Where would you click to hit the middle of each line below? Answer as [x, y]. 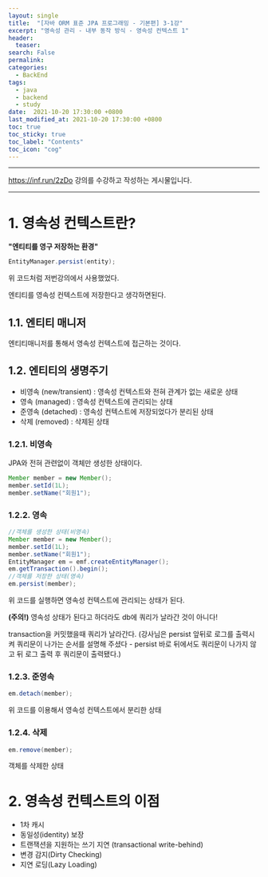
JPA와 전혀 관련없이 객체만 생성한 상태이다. [75, 463]
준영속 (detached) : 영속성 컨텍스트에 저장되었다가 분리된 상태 [116, 411]
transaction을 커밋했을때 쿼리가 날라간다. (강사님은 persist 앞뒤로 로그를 [121, 634]
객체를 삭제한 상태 [36, 766]
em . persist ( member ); [43, 584]
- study [28, 105]
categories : [28, 68]
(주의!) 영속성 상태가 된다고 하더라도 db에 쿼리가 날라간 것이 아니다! [113, 617]
